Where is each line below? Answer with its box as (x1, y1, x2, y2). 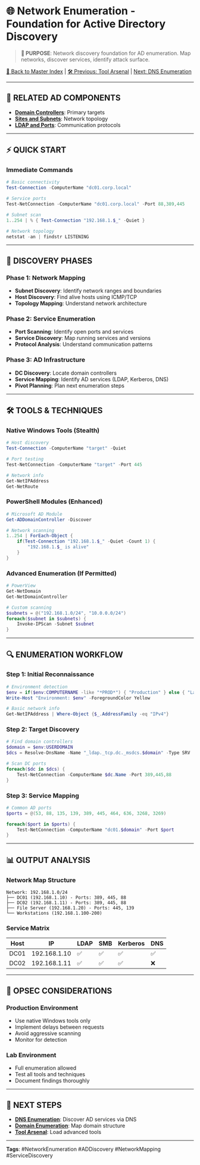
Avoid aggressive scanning (14, 1029, 82, 1037)
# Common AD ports (6, 805, 52, 811)
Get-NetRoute (6, 484, 39, 490)
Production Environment (6, 1004, 79, 1012)
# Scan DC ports (6, 761, 46, 767)
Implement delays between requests (14, 1023, 104, 1030)
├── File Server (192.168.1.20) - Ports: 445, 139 (6, 905, 135, 911)
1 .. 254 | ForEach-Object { (6, 533, 73, 539)
